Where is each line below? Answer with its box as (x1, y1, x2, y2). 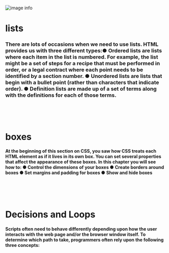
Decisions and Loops (5, 209, 96, 220)
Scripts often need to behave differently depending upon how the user (5, 226, 157, 232)
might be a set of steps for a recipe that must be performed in (5, 60, 160, 67)
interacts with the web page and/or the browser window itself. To (5, 231, 146, 237)
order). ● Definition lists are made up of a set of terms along (5, 86, 157, 93)
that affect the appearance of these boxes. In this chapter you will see (5, 159, 156, 165)
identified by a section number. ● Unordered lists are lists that (5, 73, 162, 80)
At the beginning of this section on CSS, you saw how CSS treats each (5, 148, 157, 154)
